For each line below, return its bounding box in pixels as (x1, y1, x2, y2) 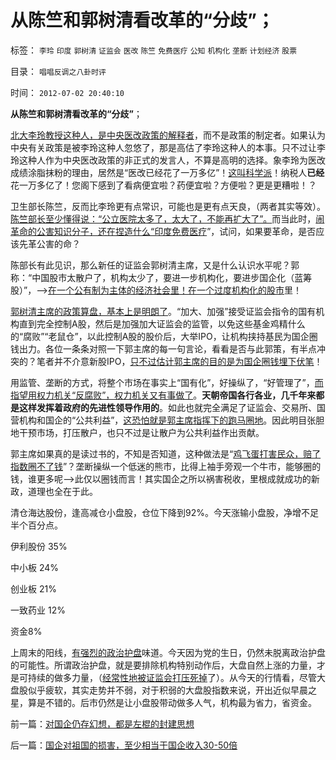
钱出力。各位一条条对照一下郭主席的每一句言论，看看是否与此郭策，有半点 (10, 342, 317, 355)
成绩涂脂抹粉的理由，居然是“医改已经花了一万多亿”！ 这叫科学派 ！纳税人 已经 (10, 166, 325, 178)
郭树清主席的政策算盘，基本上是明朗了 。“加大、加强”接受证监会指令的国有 (10, 305, 317, 317)
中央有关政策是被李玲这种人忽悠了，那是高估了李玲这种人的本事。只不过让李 (10, 141, 326, 153)
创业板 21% (10, 582, 57, 595)
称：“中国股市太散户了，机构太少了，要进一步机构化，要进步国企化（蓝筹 (10, 271, 313, 283)
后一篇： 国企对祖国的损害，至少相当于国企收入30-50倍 (10, 739, 238, 751)
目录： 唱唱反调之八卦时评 (10, 65, 107, 77)
